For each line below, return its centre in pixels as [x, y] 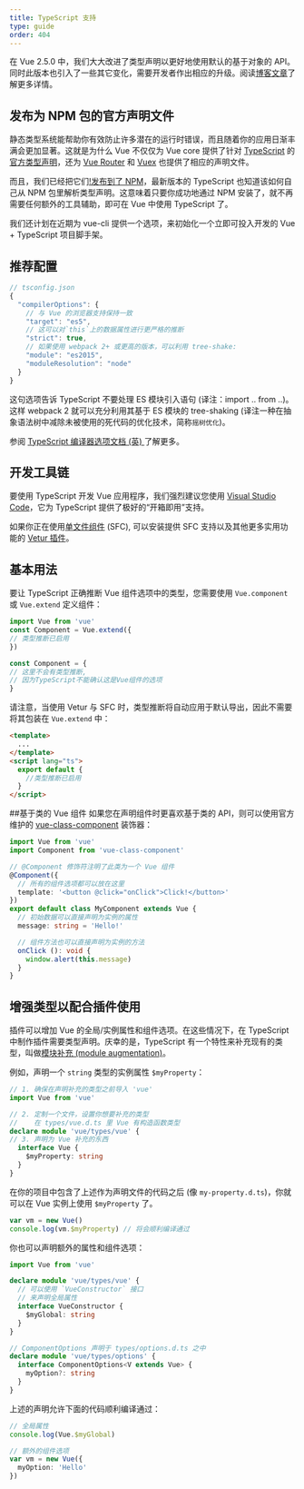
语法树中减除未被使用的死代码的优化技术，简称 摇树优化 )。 [123, 422]
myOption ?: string [60, 1374]
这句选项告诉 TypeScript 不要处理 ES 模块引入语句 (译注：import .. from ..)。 [152, 399]
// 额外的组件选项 [39, 1451]
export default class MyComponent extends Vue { [103, 909]
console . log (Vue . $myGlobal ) [63, 1434]
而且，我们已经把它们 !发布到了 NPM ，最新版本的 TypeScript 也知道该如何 [147, 182]
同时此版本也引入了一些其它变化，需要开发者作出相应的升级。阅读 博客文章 [148, 73]
